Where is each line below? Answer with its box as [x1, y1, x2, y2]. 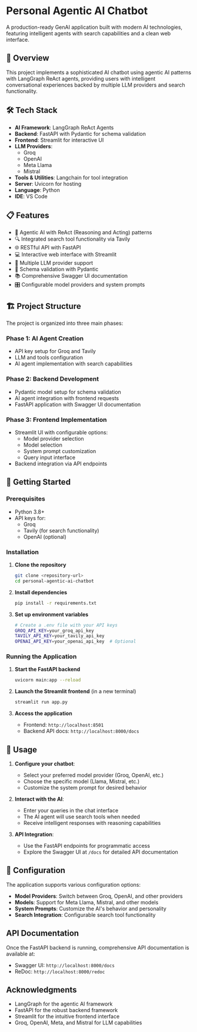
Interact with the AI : [14, 795, 64, 803]
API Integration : [14, 831, 54, 838]
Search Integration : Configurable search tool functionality [14, 911, 156, 918]
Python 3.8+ [14, 508, 45, 515]
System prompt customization [23, 448, 96, 455]
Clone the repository [14, 561, 66, 568]
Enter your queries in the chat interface [23, 807, 119, 814]
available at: [6, 950, 35, 957]
